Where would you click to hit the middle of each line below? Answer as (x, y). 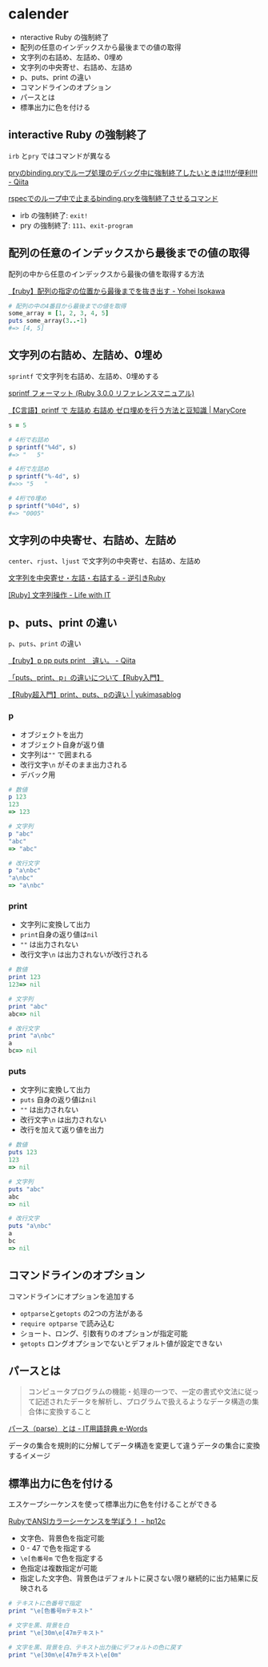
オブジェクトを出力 (52, 735)
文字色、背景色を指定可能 (62, 1538)
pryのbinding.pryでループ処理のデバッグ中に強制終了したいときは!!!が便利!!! (133, 172)
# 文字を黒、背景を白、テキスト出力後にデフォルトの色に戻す (95, 1647)
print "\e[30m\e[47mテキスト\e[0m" (65, 1655)
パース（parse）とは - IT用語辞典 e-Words (78, 1429)
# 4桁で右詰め (29, 440)
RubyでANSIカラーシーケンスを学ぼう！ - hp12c (87, 1521)
